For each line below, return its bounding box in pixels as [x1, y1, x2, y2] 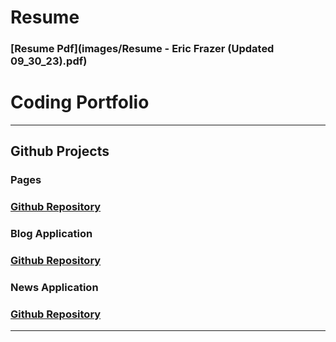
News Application [10, 281, 99, 295]
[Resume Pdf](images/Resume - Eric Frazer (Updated [10, 42, 275, 56]
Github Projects [10, 143, 110, 160]
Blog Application [10, 227, 93, 241]
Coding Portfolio [10, 91, 150, 114]
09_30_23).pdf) [10, 54, 88, 68]
